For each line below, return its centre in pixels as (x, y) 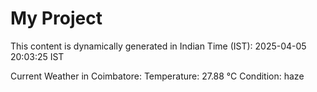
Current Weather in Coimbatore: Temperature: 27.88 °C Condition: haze (157, 76)
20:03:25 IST (37, 56)
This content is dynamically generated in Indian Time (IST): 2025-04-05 (158, 46)
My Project (56, 18)
